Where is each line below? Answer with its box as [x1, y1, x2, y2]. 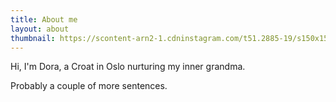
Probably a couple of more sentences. [10, 80, 168, 92]
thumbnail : [10, 33, 56, 43]
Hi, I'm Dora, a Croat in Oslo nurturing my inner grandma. [10, 61, 246, 73]
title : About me [10, 14, 78, 25]
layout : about [10, 24, 70, 34]
